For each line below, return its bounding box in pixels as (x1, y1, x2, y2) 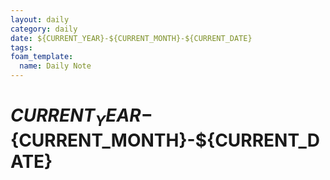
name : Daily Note (19, 61, 92, 71)
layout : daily (10, 14, 70, 25)
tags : (10, 42, 33, 53)
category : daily (10, 24, 78, 34)
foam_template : (10, 52, 74, 62)
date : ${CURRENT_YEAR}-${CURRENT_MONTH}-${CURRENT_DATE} (10, 33, 253, 43)
